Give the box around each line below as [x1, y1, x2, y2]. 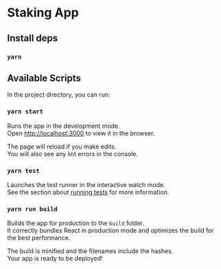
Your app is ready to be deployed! [7, 255, 103, 263]
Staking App [7, 5, 79, 21]
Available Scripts [7, 72, 81, 84]
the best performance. [7, 234, 71, 242]
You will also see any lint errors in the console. [7, 149, 139, 158]
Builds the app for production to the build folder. [7, 219, 145, 228]
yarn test [7, 166, 40, 175]
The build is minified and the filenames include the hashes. [7, 247, 174, 255]
